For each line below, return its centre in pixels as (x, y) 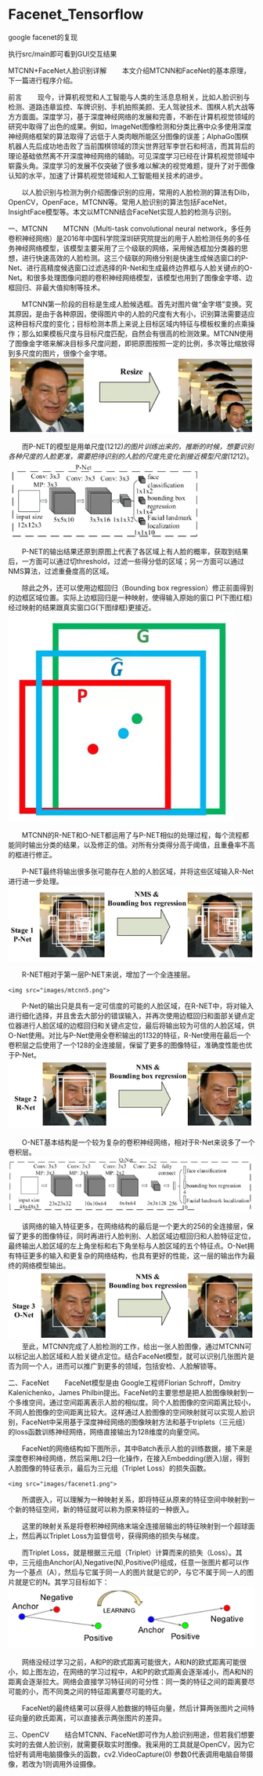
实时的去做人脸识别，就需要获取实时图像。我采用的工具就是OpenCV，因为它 (131, 1744)
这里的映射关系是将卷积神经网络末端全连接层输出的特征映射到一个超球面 (139, 1526)
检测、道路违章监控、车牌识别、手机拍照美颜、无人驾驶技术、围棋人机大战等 (131, 107)
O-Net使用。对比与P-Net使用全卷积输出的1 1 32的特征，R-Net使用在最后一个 (130, 1035)
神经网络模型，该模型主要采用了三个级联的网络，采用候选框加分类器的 (128, 248)
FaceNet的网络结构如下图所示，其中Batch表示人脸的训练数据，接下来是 (137, 1448)
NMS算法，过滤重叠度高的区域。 (61, 572)
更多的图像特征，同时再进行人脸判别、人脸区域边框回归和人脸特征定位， (138, 1236)
